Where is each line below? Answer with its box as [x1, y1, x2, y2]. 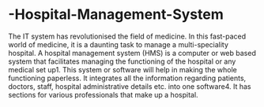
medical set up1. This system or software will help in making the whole [8, 65, 237, 74]
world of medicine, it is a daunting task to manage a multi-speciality [8, 39, 229, 49]
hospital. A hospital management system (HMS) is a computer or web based [8, 48, 257, 57]
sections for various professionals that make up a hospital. [8, 90, 199, 99]
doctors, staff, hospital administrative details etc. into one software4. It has [8, 81, 251, 91]
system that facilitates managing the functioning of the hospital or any [8, 57, 236, 66]
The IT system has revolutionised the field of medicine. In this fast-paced [8, 31, 247, 41]
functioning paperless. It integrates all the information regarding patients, [8, 73, 247, 83]
